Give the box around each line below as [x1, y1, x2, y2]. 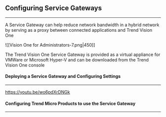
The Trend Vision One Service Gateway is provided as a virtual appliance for [5, 52, 161, 58]
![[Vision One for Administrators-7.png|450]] [5, 42, 95, 48]
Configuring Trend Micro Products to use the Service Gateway [5, 100, 136, 106]
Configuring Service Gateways [5, 4, 102, 12]
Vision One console [5, 62, 45, 68]
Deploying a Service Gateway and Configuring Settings [5, 73, 121, 79]
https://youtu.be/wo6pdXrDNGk [5, 89, 70, 95]
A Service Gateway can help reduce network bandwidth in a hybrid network [5, 22, 160, 28]
